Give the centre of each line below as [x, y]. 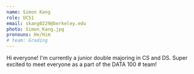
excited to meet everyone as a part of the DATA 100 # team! [82, 64]
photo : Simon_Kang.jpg [35, 29]
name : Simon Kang [29, 12]
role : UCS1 [20, 18]
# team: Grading [27, 40]
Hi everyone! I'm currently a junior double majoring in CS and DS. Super [97, 58]
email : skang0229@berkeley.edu [46, 23]
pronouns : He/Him [29, 35]
